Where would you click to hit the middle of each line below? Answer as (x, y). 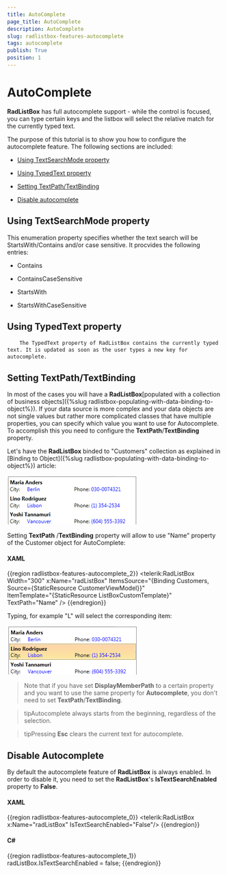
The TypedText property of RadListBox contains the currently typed (119, 343)
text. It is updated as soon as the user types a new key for (97, 350)
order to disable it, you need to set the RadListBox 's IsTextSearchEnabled (112, 780)
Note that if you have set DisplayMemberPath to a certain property (119, 686)
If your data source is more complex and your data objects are (126, 409)
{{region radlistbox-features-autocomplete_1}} (72, 856)
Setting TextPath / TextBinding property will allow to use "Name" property (111, 536)
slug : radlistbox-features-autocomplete (66, 36)
